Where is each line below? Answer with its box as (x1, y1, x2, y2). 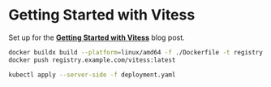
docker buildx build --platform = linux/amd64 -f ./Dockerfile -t (8, 48, 230, 56)
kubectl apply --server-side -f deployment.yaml (8, 71, 176, 79)
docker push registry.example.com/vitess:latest (8, 55, 176, 64)
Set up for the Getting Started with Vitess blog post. (8, 33, 185, 42)
